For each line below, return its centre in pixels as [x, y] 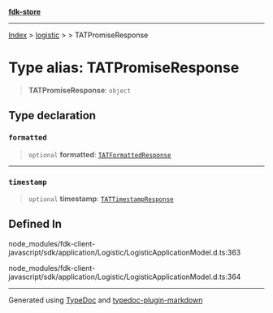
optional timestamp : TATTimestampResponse [101, 199]
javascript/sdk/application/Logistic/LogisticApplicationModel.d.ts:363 [125, 252]
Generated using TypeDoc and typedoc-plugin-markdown [106, 300]
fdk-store [25, 12]
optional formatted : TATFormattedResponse [100, 154]
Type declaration [52, 116]
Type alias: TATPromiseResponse [124, 68]
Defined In [35, 224]
